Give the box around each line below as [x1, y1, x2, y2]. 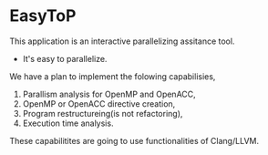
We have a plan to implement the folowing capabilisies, [9, 70, 216, 82]
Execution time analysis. [22, 118, 114, 129]
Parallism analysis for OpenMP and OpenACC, [22, 88, 196, 99]
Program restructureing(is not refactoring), [22, 108, 183, 119]
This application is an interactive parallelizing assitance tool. [9, 36, 235, 46]
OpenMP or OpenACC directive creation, [22, 98, 176, 109]
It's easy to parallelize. [22, 53, 108, 64]
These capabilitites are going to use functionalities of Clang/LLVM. [9, 135, 260, 146]
